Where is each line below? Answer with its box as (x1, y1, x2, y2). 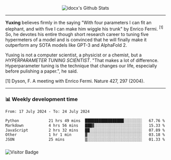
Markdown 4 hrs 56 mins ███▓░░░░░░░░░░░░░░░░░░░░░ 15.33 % (5, 123, 165, 128)
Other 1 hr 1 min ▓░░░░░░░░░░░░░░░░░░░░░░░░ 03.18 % (5, 132, 165, 138)
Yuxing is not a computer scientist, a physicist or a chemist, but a (5, 52, 142, 58)
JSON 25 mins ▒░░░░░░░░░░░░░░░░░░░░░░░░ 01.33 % (5, 137, 165, 142)
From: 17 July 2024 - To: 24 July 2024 (5, 109, 90, 114)
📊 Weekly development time (5, 95, 78, 103)
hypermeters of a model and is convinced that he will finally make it (5, 37, 147, 43)
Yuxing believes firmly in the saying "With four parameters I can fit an (5, 20, 152, 25)
